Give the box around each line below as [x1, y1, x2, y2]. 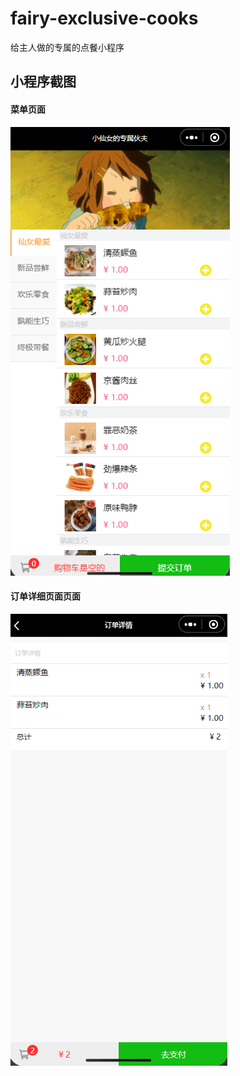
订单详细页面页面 [10, 590, 81, 602]
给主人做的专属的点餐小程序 [10, 41, 125, 53]
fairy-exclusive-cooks [10, 7, 199, 30]
